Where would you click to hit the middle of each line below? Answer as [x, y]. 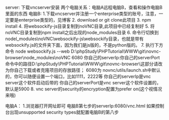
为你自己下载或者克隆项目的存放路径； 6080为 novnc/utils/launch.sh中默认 [83, 70]
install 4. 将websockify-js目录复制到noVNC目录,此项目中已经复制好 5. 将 [80, 26]
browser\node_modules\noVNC [38, 57]
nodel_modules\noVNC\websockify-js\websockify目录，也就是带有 [74, 39]
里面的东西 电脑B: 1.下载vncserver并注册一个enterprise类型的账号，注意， [82, 14]
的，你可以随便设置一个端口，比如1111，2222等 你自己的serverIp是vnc [78, 76]
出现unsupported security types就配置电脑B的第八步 [64, 112]
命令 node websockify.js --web [38, 51]
